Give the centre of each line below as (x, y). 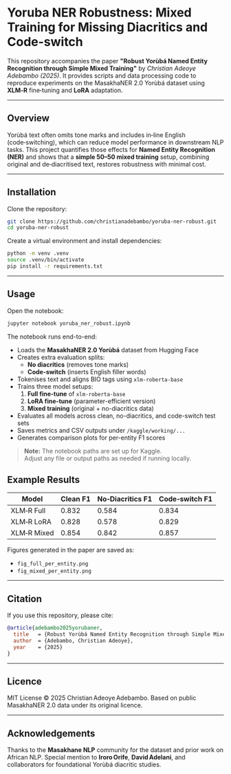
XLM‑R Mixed (32, 533)
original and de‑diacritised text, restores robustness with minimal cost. (107, 164)
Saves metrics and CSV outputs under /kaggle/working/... (101, 430)
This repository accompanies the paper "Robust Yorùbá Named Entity (108, 61)
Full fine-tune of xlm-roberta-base (76, 394)
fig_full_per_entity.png (53, 564)
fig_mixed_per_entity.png (54, 571)
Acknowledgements (51, 733)
